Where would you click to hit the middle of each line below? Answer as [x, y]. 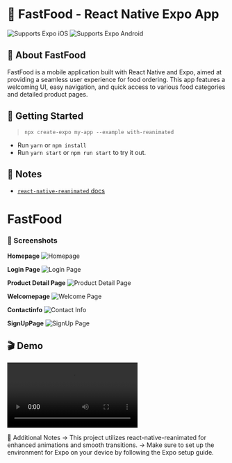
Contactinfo [25, 309]
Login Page [24, 269]
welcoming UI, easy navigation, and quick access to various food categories [116, 87]
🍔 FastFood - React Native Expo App [113, 14]
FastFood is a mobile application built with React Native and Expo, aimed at [115, 72]
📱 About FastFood [47, 55]
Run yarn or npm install [52, 145]
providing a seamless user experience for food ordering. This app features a [116, 79]
